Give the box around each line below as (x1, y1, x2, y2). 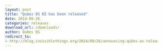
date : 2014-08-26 (5, 16, 40, 21)
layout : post (5, 7, 32, 12)
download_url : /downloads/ (5, 25, 60, 30)
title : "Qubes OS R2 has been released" (5, 12, 88, 17)
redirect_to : (5, 34, 32, 39)
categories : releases (5, 20, 49, 26)
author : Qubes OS (5, 30, 40, 34)
